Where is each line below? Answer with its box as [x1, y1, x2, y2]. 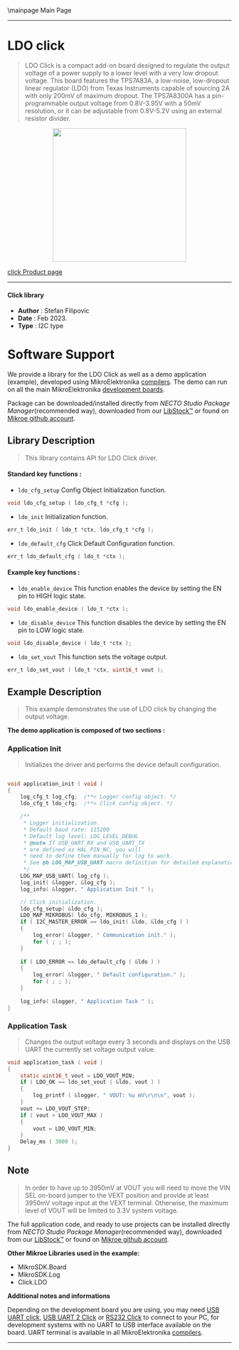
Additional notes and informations [7, 1292, 110, 1300]
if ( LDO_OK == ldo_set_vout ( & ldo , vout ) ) [20, 1079, 161, 1086]
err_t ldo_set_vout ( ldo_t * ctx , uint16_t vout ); [7, 666, 164, 674]
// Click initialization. [20, 899, 97, 906]
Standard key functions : [7, 470, 82, 478]
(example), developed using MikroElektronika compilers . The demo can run [7, 377, 228, 387]
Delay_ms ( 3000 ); [20, 1139, 78, 1146]
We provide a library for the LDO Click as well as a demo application [7, 370, 207, 379]
